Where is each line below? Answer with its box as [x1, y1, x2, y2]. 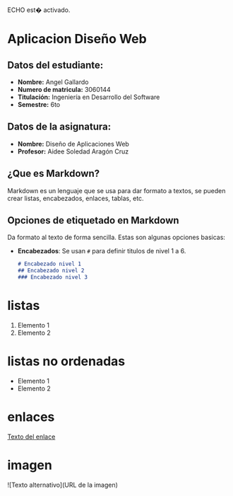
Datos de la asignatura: [7, 121, 112, 133]
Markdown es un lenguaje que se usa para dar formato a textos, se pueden [7, 186, 226, 195]
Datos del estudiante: [7, 59, 104, 71]
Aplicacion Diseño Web [7, 31, 147, 47]
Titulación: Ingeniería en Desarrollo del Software [17, 93, 160, 101]
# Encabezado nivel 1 [17, 260, 81, 267]
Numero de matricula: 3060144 [17, 86, 111, 93]
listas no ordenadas [7, 353, 126, 369]
